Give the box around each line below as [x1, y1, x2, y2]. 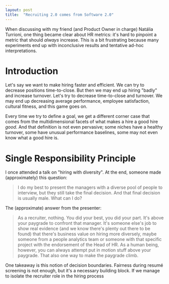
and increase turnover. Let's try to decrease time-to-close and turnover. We [5, 93, 163, 99]
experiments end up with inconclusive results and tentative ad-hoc [5, 42, 144, 48]
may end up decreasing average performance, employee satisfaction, [5, 98, 150, 104]
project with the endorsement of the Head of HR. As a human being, [17, 241, 159, 248]
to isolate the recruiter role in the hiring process [5, 273, 104, 279]
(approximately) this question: [5, 175, 68, 181]
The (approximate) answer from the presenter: [5, 205, 102, 211]
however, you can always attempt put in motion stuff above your [17, 247, 151, 253]
